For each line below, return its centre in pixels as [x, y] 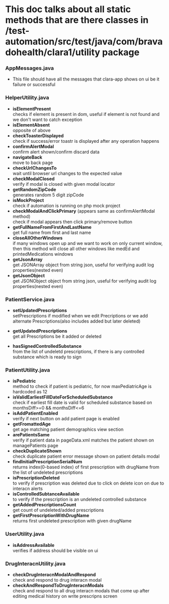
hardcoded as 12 [30, 392]
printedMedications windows [43, 254]
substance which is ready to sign [47, 357]
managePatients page [35, 446]
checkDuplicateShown [37, 451]
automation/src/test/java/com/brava [84, 42]
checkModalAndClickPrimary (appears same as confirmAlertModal [84, 211]
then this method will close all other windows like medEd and [76, 249]
